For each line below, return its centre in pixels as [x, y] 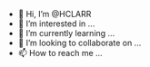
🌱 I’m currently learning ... [66, 33]
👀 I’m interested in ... [56, 24]
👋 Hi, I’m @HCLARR [55, 14]
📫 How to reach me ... [60, 53]
